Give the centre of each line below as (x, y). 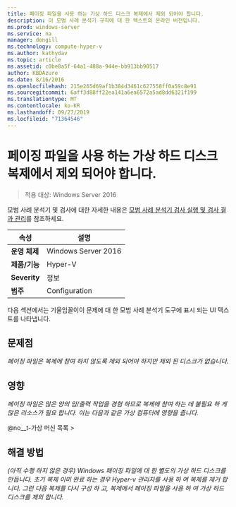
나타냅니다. (36, 318)
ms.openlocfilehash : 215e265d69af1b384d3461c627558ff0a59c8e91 (102, 86)
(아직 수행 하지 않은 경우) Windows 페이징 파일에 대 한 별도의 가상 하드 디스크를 (117, 471)
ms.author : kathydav (38, 54)
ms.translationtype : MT (42, 100)
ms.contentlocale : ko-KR (44, 106)
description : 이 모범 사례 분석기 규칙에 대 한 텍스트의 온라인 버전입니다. (104, 20)
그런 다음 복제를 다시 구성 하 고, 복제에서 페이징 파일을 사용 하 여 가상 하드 (123, 488)
